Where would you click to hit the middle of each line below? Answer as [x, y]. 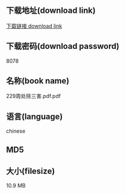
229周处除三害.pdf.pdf [33, 96]
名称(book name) [38, 81]
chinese [16, 131]
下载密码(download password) [63, 46]
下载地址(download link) [51, 11]
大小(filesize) [30, 171]
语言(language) [34, 116]
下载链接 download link [34, 26]
